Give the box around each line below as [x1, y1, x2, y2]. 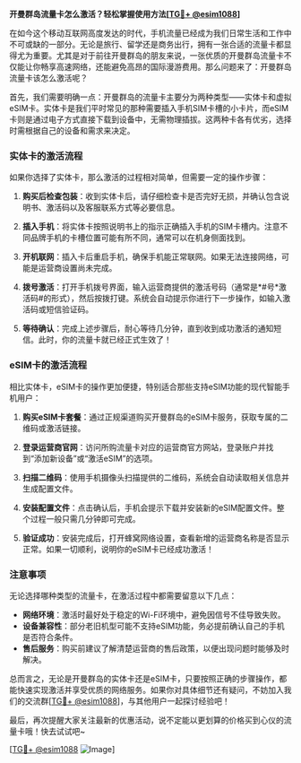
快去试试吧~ [39, 725, 86, 736]
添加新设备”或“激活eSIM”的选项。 [33, 453, 159, 464]
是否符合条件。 [21, 631, 78, 642]
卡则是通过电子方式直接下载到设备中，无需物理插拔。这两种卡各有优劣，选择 [9, 114, 292, 125]
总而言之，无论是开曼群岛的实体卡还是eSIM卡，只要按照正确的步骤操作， [9, 672, 279, 684]
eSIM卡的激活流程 [9, 359, 88, 371]
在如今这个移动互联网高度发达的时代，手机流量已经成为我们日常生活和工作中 [9, 28, 292, 39]
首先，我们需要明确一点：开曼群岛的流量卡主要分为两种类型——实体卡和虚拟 [9, 91, 292, 102]
